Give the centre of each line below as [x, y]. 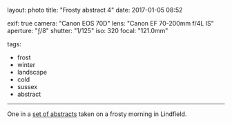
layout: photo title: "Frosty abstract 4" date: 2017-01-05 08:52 [95, 10]
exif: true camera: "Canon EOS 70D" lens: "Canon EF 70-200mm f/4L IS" [110, 23]
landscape [32, 72]
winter [26, 65]
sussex [27, 87]
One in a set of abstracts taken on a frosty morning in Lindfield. [97, 114]
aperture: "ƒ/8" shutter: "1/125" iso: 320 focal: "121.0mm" [88, 31]
